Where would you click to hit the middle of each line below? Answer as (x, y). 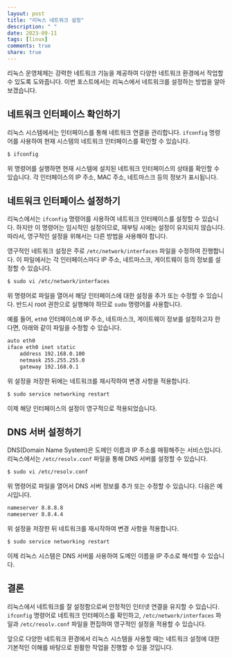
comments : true (29, 46)
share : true (24, 53)
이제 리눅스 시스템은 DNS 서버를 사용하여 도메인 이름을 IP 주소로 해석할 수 (107, 555)
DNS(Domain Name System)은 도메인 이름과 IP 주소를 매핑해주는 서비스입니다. (115, 450)
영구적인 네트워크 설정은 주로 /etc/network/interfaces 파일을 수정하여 (104, 251)
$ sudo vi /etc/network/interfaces (59, 282)
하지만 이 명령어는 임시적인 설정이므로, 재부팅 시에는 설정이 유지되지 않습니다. (121, 228)
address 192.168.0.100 (52, 354)
